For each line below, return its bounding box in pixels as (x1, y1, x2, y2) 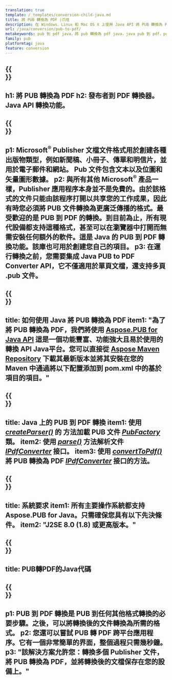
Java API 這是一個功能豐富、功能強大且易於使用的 (5, 335, 163, 344)
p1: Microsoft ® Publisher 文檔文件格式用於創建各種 (5, 144, 166, 154)
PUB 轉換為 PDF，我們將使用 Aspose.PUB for (13, 325, 158, 334)
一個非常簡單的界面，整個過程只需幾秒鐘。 (32, 638, 167, 647)
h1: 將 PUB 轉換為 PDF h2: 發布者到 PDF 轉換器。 (5, 91, 159, 100)
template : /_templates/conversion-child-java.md (5, 12, 111, 17)
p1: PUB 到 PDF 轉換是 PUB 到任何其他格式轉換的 (5, 609, 159, 618)
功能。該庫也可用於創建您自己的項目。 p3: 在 (12, 242, 154, 251)
